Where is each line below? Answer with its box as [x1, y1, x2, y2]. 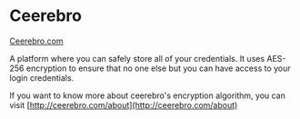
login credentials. [9, 72, 75, 83]
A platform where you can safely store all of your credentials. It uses [9, 53, 265, 64]
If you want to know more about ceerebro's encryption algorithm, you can [9, 90, 286, 101]
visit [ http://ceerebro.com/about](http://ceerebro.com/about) [9, 99, 238, 110]
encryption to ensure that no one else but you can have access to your [25, 63, 291, 74]
